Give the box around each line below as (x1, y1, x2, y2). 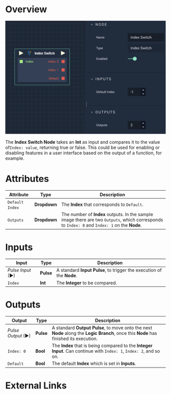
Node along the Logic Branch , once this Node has (51, 330, 157, 336)
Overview (5, 4, 47, 15)
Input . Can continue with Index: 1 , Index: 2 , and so (51, 348, 160, 354)
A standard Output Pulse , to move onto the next (51, 325, 153, 331)
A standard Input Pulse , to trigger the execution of (56, 267, 162, 273)
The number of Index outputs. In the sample (61, 212, 154, 218)
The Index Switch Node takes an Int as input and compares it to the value (5, 139, 160, 145)
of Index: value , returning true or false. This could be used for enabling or (5, 144, 160, 151)
